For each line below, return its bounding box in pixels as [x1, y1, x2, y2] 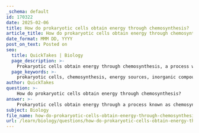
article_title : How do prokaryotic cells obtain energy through [6, 31, 168, 36]
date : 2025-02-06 [6, 19, 49, 25]
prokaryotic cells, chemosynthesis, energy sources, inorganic [17, 74, 176, 80]
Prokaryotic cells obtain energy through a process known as [17, 101, 171, 108]
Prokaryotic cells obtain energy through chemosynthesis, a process [17, 63, 190, 69]
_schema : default [6, 8, 49, 15]
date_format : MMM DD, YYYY [6, 36, 73, 42]
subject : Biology [6, 107, 49, 113]
